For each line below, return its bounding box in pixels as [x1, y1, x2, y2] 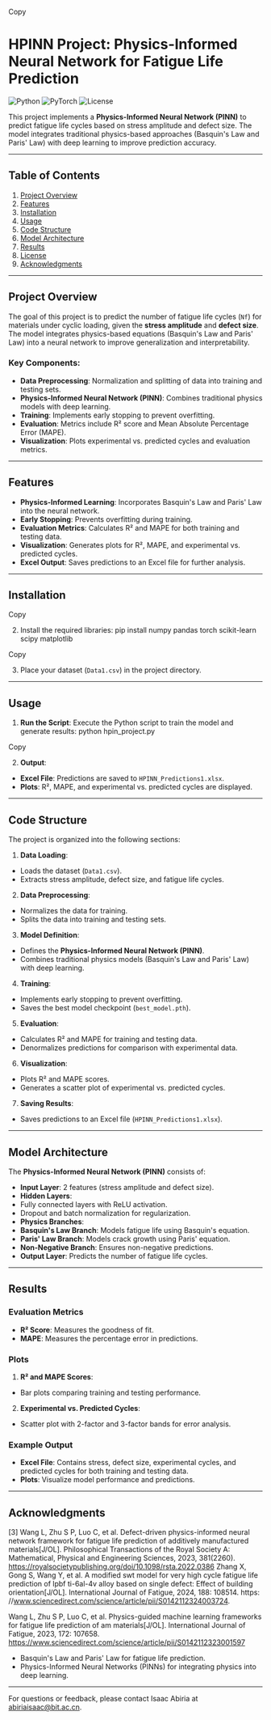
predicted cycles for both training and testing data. [19, 1466, 189, 1476]
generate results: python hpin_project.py [19, 727, 156, 736]
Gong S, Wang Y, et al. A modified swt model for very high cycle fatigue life [8, 1570, 258, 1580]
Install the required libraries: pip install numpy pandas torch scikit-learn [19, 625, 256, 635]
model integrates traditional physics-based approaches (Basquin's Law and [8, 129, 260, 138]
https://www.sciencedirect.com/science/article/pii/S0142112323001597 [8, 1637, 246, 1647]
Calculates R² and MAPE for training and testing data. [19, 1035, 198, 1044]
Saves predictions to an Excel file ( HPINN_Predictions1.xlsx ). [19, 1114, 223, 1124]
